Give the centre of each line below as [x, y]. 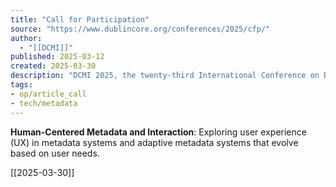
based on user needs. [55, 153]
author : [26, 38]
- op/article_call [48, 94]
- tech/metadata [44, 103]
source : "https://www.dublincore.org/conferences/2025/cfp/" [140, 29]
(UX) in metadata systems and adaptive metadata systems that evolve [154, 142]
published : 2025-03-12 [57, 57]
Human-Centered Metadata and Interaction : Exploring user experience [158, 132]
